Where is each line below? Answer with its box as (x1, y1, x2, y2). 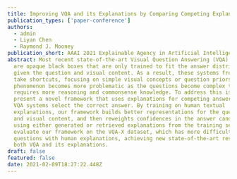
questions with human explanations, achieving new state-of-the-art (13, 135, 219, 142)
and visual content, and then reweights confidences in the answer (13, 115, 217, 122)
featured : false (7, 154, 55, 162)
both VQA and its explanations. (13, 142, 109, 149)
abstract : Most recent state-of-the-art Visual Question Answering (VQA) (7, 56, 229, 63)
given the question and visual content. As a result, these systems (13, 69, 219, 76)
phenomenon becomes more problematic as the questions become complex (13, 82, 226, 89)
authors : (7, 23, 33, 30)
